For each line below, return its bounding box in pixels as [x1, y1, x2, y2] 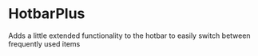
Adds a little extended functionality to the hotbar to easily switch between [8, 31, 251, 40]
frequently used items [8, 39, 81, 48]
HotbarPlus [8, 5, 85, 23]
